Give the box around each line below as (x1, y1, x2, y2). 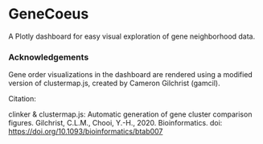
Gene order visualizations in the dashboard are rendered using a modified (8, 70, 253, 80)
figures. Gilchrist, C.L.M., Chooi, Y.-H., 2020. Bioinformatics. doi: (8, 118, 223, 128)
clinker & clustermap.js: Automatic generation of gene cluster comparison (8, 109, 253, 119)
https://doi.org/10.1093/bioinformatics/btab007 (8, 126, 163, 137)
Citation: (8, 94, 36, 104)
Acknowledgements (8, 51, 89, 63)
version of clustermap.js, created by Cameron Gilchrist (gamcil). (8, 78, 220, 88)
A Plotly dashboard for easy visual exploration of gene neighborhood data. (8, 31, 256, 41)
